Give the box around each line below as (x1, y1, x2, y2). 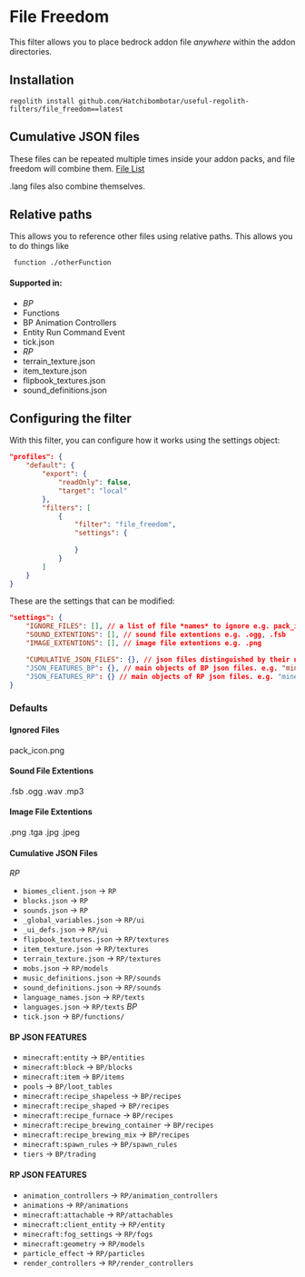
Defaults (9, 702, 48, 714)
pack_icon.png (9, 744, 65, 755)
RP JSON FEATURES (9, 1169, 88, 1180)
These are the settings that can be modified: (9, 595, 175, 606)
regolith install (9, 96, 75, 105)
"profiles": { (9, 453, 64, 462)
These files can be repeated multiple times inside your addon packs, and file (9, 153, 295, 165)
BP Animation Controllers (22, 316, 117, 328)
